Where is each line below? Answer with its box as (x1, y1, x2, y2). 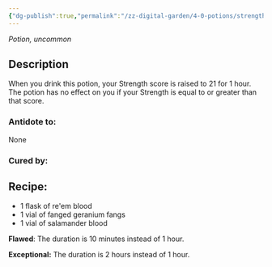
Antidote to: (8, 117, 57, 128)
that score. (8, 96, 45, 106)
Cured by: (8, 155, 49, 166)
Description (8, 57, 69, 71)
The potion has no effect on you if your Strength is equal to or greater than (8, 87, 257, 97)
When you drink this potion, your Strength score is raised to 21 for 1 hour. (8, 78, 252, 89)
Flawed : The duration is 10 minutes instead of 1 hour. (8, 234, 185, 244)
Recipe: (8, 180, 48, 194)
